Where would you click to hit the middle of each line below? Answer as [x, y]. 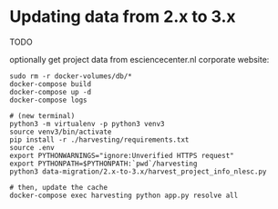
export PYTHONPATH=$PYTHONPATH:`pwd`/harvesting [103, 164]
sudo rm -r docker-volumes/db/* [71, 76]
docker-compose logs [49, 100]
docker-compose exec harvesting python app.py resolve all [124, 195]
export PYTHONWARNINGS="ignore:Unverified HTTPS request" [122, 155]
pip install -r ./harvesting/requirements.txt [99, 139]
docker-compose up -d [51, 92]
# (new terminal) [42, 115]
